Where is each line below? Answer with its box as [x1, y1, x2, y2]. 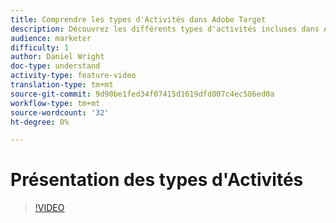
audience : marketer [10, 33, 92, 43]
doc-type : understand [10, 61, 101, 71]
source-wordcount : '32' [10, 107, 110, 118]
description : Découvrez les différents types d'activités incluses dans [10, 24, 320, 34]
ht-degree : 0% [10, 117, 70, 127]
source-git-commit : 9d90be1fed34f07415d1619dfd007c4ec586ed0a [10, 89, 275, 99]
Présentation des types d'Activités [10, 169, 304, 191]
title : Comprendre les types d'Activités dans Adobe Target [10, 14, 267, 25]
